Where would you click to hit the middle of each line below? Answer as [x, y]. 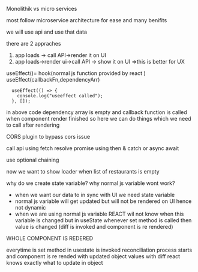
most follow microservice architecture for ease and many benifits [87, 20]
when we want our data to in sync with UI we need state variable [95, 195]
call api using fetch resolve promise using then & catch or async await [92, 148]
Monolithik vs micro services [42, 9]
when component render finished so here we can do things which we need [99, 119]
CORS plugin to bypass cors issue [48, 137]
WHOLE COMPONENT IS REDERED [50, 238]
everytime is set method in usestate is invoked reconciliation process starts [99, 250]
